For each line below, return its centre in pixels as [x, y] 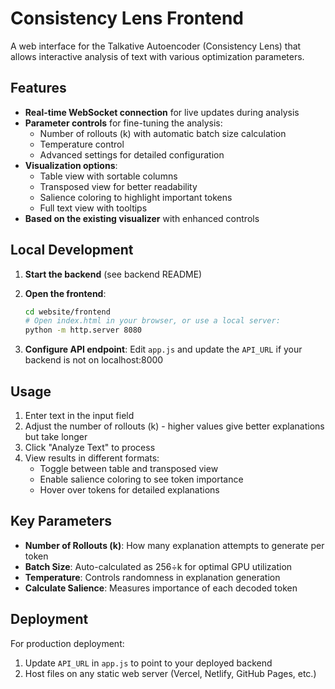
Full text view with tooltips [93, 208]
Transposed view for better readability [118, 186]
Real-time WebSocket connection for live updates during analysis [162, 112]
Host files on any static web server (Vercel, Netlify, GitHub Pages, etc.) [170, 673]
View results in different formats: [92, 458]
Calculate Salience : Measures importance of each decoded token [161, 588]
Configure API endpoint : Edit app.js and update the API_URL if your [163, 349]
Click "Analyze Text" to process [90, 447]
